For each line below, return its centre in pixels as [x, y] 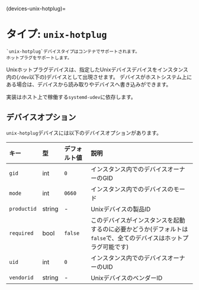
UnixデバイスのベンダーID [127, 278]
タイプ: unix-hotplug [57, 34]
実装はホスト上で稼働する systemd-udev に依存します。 [71, 96]
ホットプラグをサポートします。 [39, 58]
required [21, 233]
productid [23, 209]
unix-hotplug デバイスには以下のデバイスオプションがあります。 [84, 133]
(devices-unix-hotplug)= [36, 9]
